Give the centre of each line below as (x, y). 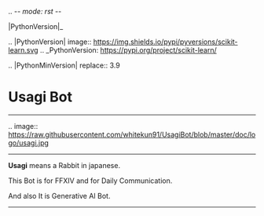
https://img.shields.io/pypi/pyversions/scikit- (165, 42)
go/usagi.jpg (29, 143)
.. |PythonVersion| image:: (50, 42)
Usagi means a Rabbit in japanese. (64, 165)
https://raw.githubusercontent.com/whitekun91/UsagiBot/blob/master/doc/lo (132, 134)
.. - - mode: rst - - (35, 11)
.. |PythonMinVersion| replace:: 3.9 (64, 65)
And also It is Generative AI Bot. (59, 196)
